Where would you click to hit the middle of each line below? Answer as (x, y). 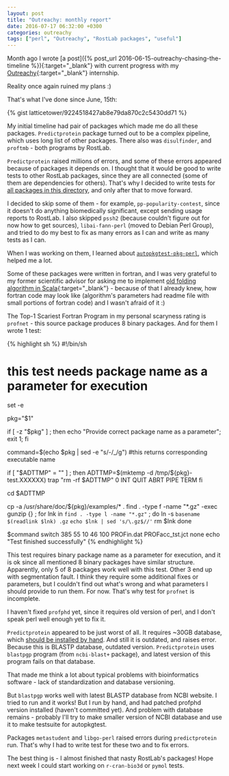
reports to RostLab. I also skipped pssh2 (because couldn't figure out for (108, 218)
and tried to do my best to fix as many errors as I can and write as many (108, 233)
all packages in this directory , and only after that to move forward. (100, 190)
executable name (31, 460)
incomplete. (24, 599)
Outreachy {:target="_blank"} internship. (63, 73)
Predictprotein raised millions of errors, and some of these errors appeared (114, 161)
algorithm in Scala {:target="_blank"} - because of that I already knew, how (112, 288)
